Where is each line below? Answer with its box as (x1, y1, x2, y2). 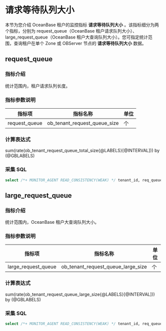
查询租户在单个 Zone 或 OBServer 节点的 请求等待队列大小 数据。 (13, 40, 147, 46)
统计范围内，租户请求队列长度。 (5, 83, 70, 89)
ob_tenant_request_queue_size (47, 120, 119, 126)
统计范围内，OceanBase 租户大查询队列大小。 (5, 219, 99, 225)
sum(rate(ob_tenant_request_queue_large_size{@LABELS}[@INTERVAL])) (5, 291, 155, 297)
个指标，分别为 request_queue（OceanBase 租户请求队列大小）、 (5, 28, 137, 34)
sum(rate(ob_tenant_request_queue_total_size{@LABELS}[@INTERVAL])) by (5, 148, 160, 154)
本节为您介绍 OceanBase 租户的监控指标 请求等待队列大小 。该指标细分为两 (5, 22, 159, 28)
